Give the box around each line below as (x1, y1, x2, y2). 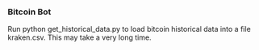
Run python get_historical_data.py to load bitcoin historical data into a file (7, 25, 251, 34)
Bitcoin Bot (7, 6, 52, 17)
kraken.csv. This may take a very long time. (7, 33, 152, 42)
